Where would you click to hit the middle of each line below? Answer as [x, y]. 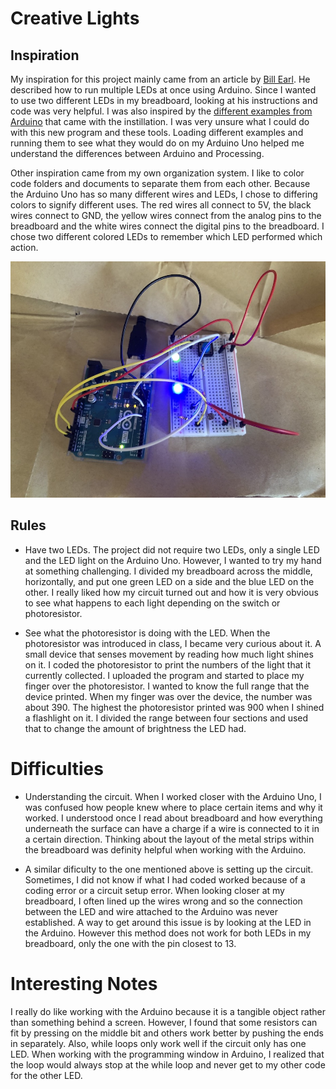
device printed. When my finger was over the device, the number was [168, 696]
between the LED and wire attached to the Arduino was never [151, 911]
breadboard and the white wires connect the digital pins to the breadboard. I [167, 226]
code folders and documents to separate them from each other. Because [160, 183]
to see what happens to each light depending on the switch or [152, 603]
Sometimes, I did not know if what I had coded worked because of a [165, 879]
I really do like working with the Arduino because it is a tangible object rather [168, 1011]
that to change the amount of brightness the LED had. [135, 728]
